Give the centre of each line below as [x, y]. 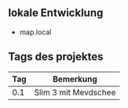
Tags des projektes [56, 57]
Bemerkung [75, 79]
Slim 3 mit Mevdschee [75, 92]
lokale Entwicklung [56, 13]
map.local [35, 32]
